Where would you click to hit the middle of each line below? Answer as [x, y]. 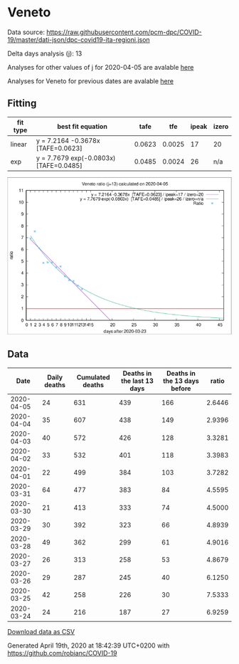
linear [18, 144]
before [181, 389]
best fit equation [82, 126]
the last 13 [137, 381]
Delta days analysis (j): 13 [45, 53]
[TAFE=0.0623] [59, 148]
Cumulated [93, 377]
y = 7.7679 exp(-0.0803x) [76, 158]
